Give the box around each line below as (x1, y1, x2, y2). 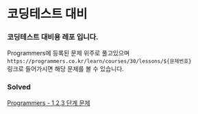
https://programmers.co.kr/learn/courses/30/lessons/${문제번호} (7, 58, 192, 65)
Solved (7, 83, 31, 92)
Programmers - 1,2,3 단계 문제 (7, 98, 90, 106)
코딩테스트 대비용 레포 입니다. (7, 32, 99, 42)
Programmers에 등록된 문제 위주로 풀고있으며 (7, 49, 130, 57)
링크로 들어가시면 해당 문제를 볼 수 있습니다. (7, 65, 125, 73)
